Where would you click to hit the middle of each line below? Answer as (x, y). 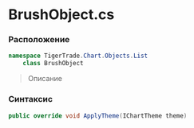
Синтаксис (31, 99)
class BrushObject (53, 64)
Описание (45, 79)
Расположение (39, 40)
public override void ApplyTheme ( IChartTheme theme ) (98, 116)
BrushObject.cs (61, 15)
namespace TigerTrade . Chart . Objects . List (78, 56)
